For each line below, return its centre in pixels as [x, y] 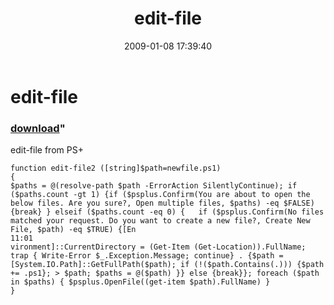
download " [38, 128]
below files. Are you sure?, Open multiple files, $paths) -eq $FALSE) [162, 203]
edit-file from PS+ [47, 150]
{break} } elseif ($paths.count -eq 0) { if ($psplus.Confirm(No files [167, 212]
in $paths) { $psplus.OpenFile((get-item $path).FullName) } [140, 282]
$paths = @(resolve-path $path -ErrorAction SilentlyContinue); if [154, 186]
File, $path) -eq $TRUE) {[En [73, 230]
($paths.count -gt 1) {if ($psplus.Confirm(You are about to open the [160, 195]
